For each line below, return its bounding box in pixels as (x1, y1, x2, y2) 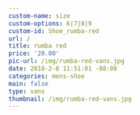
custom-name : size (8, 11, 70, 20)
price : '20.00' (8, 49, 60, 57)
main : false (8, 79, 49, 87)
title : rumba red (8, 42, 67, 50)
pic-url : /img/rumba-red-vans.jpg (8, 57, 125, 66)
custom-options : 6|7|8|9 (8, 19, 92, 28)
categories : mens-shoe (8, 72, 85, 80)
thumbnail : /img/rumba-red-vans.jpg (8, 95, 132, 103)
